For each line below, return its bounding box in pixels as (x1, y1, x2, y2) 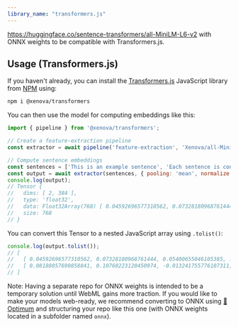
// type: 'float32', (7, 196, 74, 204)
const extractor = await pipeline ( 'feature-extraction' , (7, 144, 179, 151)
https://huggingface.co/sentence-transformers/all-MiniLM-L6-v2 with (7, 30, 212, 38)
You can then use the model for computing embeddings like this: (7, 111, 196, 119)
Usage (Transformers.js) (7, 58, 118, 70)
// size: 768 (7, 209, 52, 216)
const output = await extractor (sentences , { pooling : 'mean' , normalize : (7, 170, 233, 177)
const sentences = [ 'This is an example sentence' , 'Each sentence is (7, 163, 220, 170)
